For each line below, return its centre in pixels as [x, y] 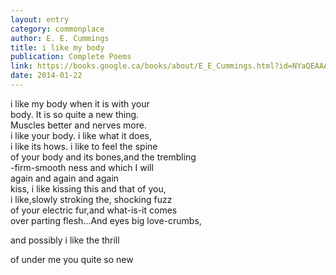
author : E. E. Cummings [60, 38]
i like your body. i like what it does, [81, 135]
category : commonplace [57, 29]
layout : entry [40, 19]
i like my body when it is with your [80, 103]
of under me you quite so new [72, 259]
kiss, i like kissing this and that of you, [88, 188]
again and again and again [65, 178]
